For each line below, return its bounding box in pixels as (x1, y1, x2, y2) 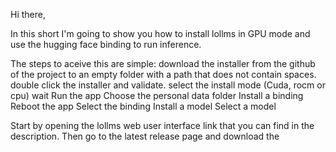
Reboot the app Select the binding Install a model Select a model (10, 100, 277, 112)
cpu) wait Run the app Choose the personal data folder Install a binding (10, 90, 304, 101)
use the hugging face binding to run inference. (10, 39, 202, 50)
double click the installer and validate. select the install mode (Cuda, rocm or (10, 79, 326, 91)
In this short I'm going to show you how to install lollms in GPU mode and (10, 28, 311, 39)
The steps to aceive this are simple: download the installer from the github (10, 58, 316, 69)
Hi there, (10, 9, 46, 20)
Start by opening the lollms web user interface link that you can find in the (10, 120, 315, 131)
